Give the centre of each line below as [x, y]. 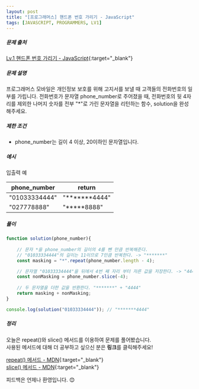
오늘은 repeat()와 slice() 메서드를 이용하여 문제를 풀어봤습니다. [79, 340]
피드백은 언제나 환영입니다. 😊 [41, 380]
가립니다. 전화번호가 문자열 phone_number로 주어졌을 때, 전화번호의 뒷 [99, 97]
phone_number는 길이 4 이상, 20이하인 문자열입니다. [77, 142]
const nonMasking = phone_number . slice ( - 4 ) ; [73, 277]
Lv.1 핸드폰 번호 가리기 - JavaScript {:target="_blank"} [70, 58]
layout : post [22, 12]
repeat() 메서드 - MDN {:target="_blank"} [55, 359]
